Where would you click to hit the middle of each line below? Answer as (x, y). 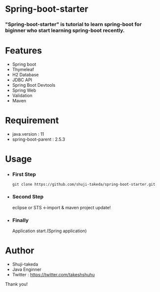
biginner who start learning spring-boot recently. (65, 30)
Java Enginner (27, 269)
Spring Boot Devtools (34, 85)
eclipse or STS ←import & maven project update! (62, 207)
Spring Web (24, 90)
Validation (22, 96)
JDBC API (22, 80)
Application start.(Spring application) (49, 231)
